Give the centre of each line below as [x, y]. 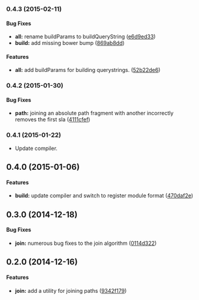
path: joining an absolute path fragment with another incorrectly [94, 113]
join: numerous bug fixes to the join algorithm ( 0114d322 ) [86, 243]
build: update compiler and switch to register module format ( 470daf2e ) [104, 196]
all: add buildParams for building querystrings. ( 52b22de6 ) [88, 70]
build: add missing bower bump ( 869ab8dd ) [70, 43]
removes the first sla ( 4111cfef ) [52, 119]
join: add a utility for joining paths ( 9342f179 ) [71, 290]
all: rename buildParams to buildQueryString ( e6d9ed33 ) [85, 37]
